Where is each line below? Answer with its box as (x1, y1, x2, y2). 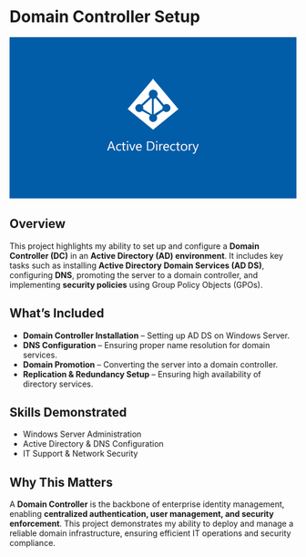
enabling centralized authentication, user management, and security (9, 509, 275, 520)
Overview (9, 216, 66, 232)
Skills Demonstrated (9, 404, 127, 420)
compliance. (9, 538, 56, 549)
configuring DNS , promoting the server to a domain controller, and (9, 269, 258, 280)
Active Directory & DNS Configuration (22, 438, 164, 449)
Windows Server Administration (22, 428, 142, 439)
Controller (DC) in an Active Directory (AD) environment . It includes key (9, 250, 284, 261)
